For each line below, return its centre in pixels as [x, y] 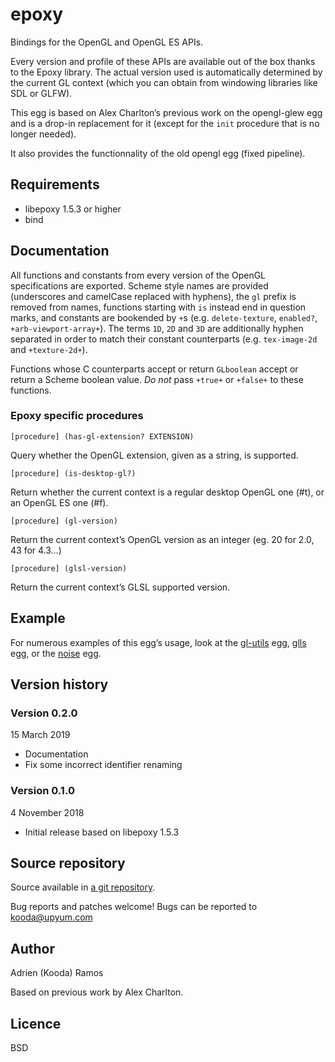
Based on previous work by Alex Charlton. [97, 992]
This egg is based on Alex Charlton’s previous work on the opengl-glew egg [166, 112]
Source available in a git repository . [83, 887]
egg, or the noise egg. [56, 653]
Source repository [68, 863]
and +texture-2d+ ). [49, 349]
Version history [59, 684]
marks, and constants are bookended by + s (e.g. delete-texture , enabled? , [164, 317]
